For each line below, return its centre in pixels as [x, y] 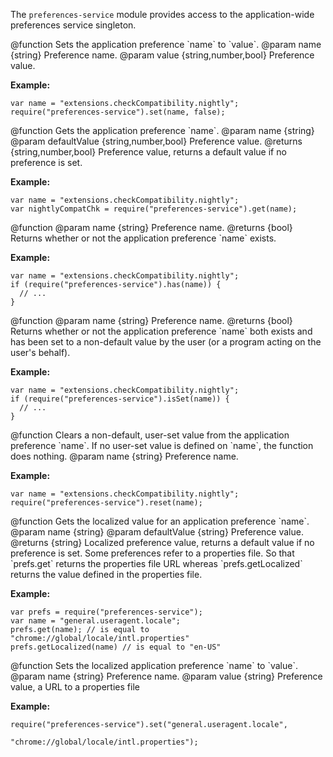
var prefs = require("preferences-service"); [106, 612]
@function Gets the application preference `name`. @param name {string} [162, 130]
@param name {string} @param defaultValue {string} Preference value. [157, 532]
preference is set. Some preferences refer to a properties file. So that [152, 553]
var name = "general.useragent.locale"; [96, 621]
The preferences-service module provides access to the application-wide [162, 14]
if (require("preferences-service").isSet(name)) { [120, 399]
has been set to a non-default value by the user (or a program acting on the [166, 342]
